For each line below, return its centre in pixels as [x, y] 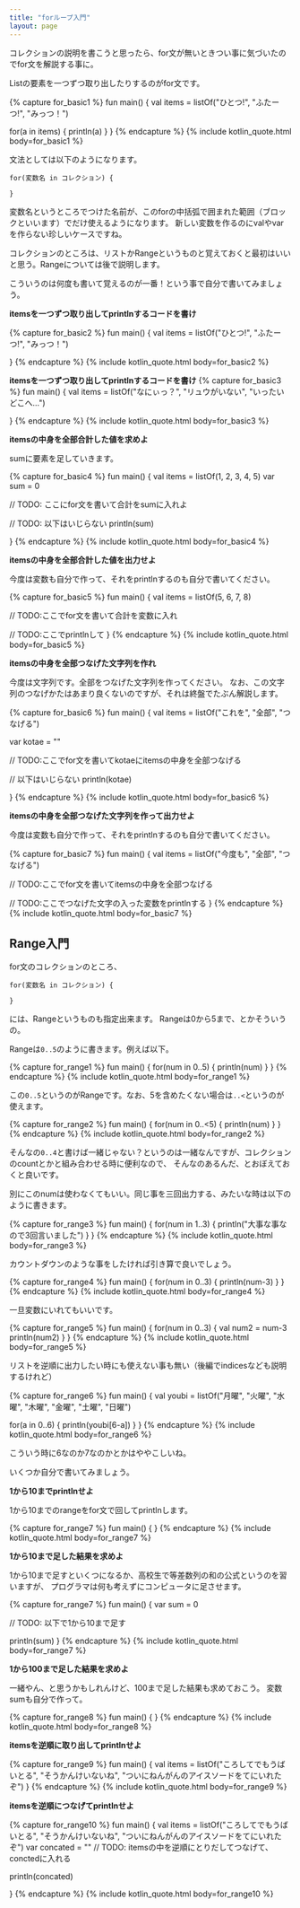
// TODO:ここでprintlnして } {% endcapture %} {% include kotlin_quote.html [149, 635]
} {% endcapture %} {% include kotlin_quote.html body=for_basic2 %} [139, 362]
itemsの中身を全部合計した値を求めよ [79, 439]
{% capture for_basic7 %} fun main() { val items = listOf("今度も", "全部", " [146, 853]
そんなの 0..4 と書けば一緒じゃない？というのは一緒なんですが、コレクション [150, 1152]
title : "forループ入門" [50, 18]
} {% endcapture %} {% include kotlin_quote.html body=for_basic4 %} [140, 541]
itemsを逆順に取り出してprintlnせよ [76, 1746]
